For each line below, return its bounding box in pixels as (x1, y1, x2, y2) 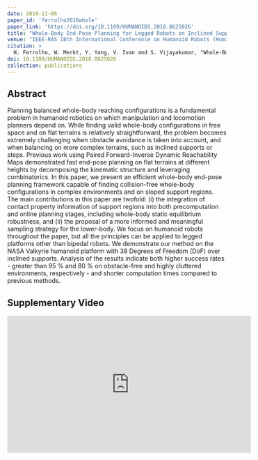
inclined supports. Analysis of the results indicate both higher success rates (7, 254, 225, 263)
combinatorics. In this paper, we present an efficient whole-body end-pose (7, 173, 223, 181)
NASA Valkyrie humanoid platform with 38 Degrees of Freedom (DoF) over (7, 247, 220, 255)
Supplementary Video (7, 297, 104, 309)
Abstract (7, 88, 47, 100)
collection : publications (7, 62, 82, 69)
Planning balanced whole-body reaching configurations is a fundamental (7, 106, 216, 115)
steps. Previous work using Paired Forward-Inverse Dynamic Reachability (7, 151, 218, 159)
